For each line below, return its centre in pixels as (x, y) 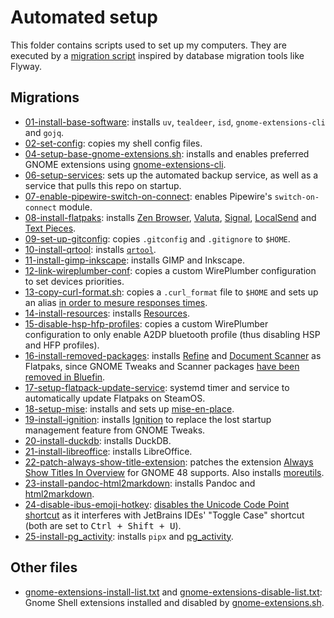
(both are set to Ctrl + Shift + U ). (103, 525)
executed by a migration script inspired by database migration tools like (157, 55)
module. (75, 207)
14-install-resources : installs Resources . (107, 313)
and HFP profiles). (62, 345)
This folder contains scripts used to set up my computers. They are (148, 45)
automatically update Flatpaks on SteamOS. (115, 398)
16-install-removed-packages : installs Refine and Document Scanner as (173, 355)
